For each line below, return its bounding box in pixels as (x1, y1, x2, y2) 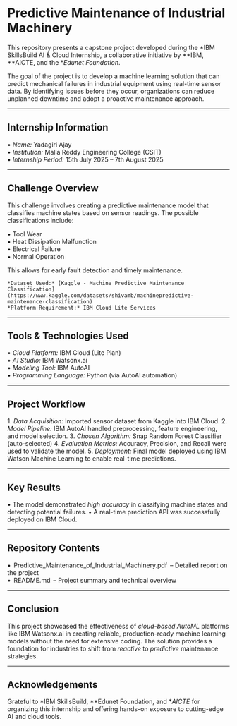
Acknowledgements (7, 679, 98, 691)
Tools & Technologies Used (7, 329, 129, 341)
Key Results (7, 481, 61, 493)
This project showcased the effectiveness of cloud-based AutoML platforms (7, 622, 229, 630)
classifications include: (7, 216, 74, 224)
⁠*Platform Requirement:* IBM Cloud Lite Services (7, 304, 157, 311)
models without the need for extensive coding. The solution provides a (7, 636, 213, 645)
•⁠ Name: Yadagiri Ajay (7, 140, 72, 149)
